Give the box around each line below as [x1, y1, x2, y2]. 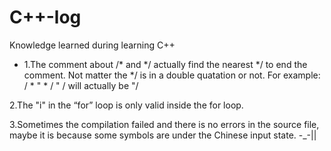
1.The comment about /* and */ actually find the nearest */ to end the [23, 58, 308, 70]
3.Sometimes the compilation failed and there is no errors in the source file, [9, 118, 320, 130]
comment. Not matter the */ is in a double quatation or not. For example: [23, 69, 321, 81]
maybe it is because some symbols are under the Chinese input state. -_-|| [9, 129, 317, 141]
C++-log [9, 6, 82, 29]
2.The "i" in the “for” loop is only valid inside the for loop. [9, 99, 244, 111]
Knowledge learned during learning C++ [9, 39, 176, 51]
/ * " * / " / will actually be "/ [23, 79, 139, 91]
